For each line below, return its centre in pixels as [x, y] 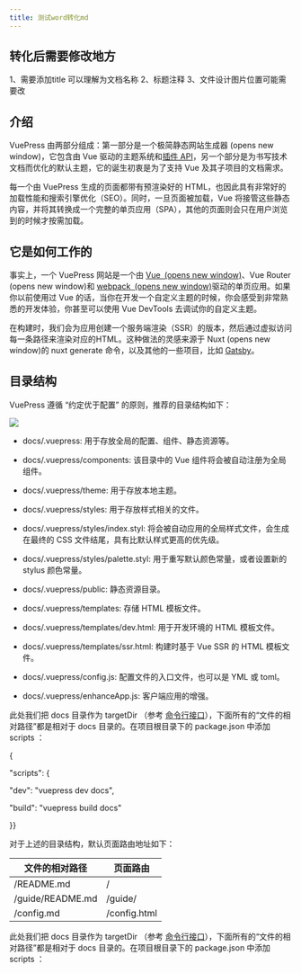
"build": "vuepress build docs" [66, 808]
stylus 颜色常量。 [54, 570]
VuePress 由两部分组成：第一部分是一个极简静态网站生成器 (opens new [142, 146]
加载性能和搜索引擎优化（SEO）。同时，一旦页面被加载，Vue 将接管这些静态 [150, 198]
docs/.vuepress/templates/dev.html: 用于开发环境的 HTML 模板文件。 [151, 627]
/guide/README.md [56, 898]
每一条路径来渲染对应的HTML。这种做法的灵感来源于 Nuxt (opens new [140, 339]
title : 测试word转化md [49, 18]
